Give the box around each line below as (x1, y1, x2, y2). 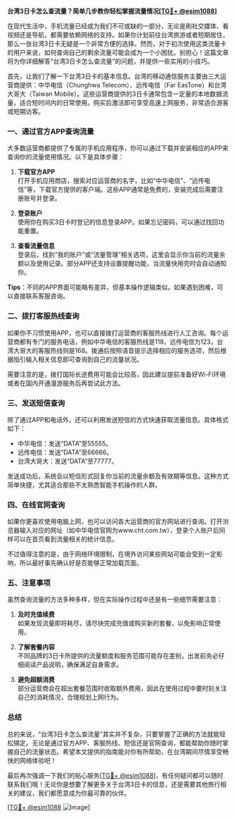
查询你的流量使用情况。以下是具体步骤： (7, 153, 124, 161)
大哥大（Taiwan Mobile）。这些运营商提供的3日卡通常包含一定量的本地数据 (7, 89, 223, 98)
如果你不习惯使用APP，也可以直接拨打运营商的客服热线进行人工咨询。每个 (7, 328, 223, 337)
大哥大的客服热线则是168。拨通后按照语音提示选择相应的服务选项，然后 (13, 346, 221, 354)
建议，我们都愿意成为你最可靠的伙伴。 (19, 788, 131, 797)
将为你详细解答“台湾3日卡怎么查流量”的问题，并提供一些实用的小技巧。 (7, 57, 214, 66)
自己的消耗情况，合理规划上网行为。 (17, 693, 123, 702)
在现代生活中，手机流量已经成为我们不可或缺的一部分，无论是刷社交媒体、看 (7, 22, 229, 30)
